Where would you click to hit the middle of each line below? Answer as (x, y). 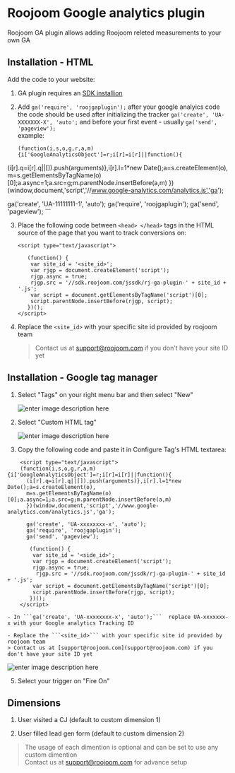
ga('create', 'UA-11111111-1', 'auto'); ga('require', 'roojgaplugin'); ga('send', (113, 203)
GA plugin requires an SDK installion (70, 93)
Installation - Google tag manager (83, 378)
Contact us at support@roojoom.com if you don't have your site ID (132, 348)
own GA (19, 40)
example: (31, 135)
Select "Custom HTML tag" (57, 422)
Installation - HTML (50, 63)
